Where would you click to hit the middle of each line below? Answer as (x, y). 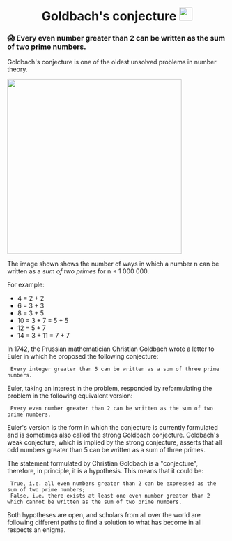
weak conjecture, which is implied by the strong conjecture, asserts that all (115, 442)
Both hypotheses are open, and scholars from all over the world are (104, 515)
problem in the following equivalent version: (70, 396)
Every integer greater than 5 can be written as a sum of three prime (115, 369)
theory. (17, 69)
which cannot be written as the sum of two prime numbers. (95, 502)
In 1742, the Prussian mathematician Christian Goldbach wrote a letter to (111, 349)
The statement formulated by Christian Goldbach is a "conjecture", (103, 463)
